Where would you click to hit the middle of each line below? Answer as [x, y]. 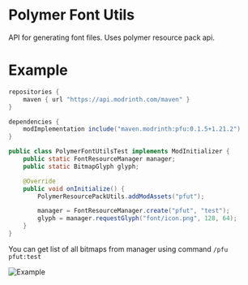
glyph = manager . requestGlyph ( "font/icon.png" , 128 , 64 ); [137, 218]
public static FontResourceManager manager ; [99, 159]
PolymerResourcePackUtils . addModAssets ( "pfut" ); [121, 196]
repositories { [34, 92]
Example [38, 70]
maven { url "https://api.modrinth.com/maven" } [107, 99]
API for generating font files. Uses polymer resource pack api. [111, 37]
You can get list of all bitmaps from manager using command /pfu [118, 248]
